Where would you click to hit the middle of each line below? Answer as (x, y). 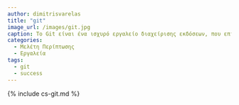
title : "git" (27, 21)
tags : (15, 60)
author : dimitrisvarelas (44, 14)
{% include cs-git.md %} (44, 94)
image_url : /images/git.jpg (49, 27)
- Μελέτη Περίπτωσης (44, 47)
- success (28, 73)
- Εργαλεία (30, 54)
